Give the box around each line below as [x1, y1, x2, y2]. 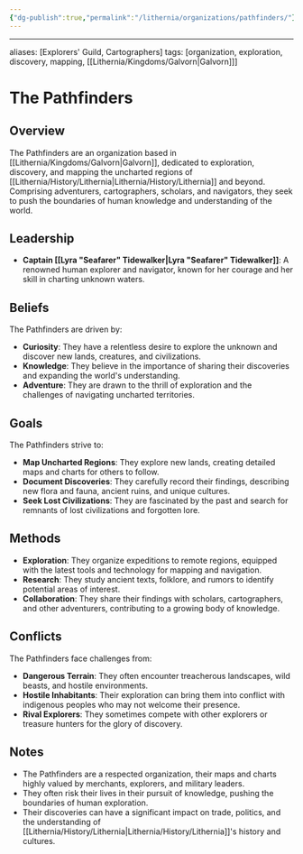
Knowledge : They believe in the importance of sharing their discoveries [22, 361, 290, 372]
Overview [9, 124, 66, 139]
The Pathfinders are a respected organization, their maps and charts [22, 768, 277, 779]
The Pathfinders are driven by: [9, 324, 123, 335]
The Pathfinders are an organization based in [9, 147, 178, 158]
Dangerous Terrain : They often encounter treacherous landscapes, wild [22, 670, 291, 681]
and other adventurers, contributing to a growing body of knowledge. [22, 602, 280, 613]
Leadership [9, 231, 75, 246]
